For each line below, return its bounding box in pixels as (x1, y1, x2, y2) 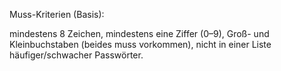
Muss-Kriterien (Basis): (9, 9, 105, 20)
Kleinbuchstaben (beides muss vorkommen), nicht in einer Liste (9, 39, 272, 50)
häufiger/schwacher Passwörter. (9, 49, 144, 61)
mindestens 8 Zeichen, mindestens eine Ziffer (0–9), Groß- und (9, 28, 270, 39)
